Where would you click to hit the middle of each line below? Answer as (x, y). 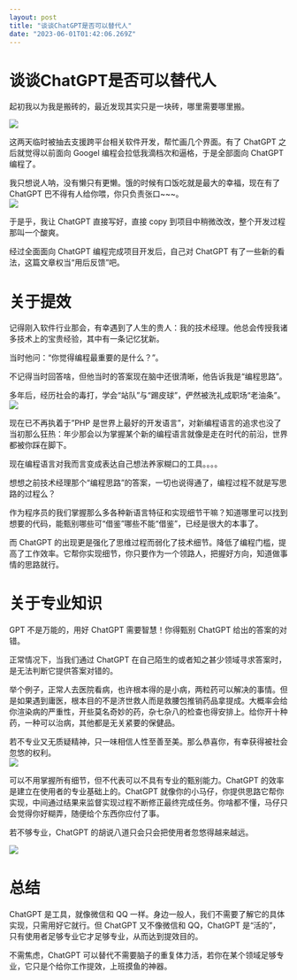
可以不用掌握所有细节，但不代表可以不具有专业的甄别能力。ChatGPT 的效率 (147, 781)
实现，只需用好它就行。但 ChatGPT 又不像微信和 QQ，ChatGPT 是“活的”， (145, 925)
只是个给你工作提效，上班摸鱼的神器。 (102, 967)
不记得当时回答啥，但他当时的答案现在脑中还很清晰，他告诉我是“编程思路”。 (148, 376)
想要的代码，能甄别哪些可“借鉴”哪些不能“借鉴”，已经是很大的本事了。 (136, 524)
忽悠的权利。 (32, 752)
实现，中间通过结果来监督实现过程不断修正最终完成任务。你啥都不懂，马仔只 (148, 803)
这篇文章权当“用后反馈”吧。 (75, 263)
